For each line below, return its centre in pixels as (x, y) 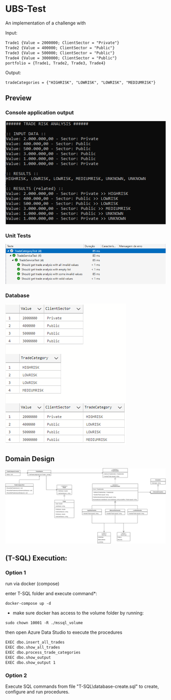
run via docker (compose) (32, 584)
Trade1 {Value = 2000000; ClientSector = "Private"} (62, 43)
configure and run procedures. (37, 692)
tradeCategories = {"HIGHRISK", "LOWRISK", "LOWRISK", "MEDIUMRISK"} (81, 82)
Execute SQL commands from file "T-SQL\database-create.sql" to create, (82, 687)
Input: (11, 33)
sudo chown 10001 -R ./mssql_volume (44, 623)
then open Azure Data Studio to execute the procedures (64, 632)
